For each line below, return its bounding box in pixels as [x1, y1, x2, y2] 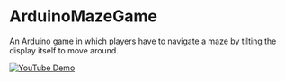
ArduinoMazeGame [9, 6, 157, 27]
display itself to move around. [9, 45, 119, 55]
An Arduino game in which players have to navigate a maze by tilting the [9, 36, 277, 46]
